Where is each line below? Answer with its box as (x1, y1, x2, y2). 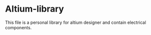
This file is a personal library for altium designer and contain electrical (5, 19, 146, 25)
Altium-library (5, 3, 64, 15)
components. (5, 24, 32, 30)
